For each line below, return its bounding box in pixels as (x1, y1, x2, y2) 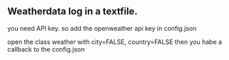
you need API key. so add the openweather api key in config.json (7, 24, 197, 32)
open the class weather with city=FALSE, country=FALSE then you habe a (7, 38, 222, 46)
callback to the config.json (7, 45, 85, 53)
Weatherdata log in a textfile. (7, 6, 138, 17)
